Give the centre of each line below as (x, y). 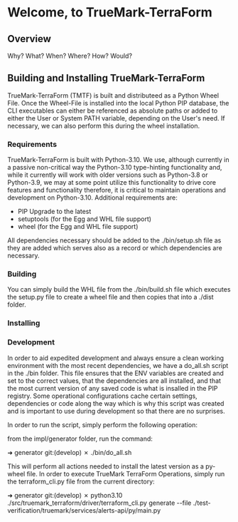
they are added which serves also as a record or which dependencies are (115, 248)
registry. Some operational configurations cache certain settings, (102, 396)
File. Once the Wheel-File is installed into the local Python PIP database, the (118, 103)
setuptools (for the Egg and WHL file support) (84, 219)
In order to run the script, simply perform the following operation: (102, 424)
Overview (29, 39)
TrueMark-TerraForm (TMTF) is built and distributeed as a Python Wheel (113, 95)
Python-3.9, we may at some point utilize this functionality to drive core (112, 183)
